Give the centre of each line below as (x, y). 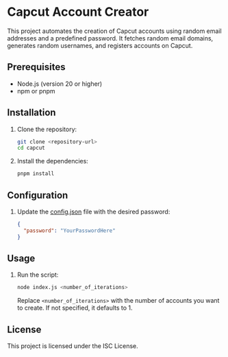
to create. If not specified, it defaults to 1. (75, 308)
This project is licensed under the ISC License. (73, 346)
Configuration (38, 195)
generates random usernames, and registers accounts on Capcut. (100, 45)
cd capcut (31, 148)
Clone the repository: (47, 129)
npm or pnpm (36, 91)
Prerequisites (36, 67)
